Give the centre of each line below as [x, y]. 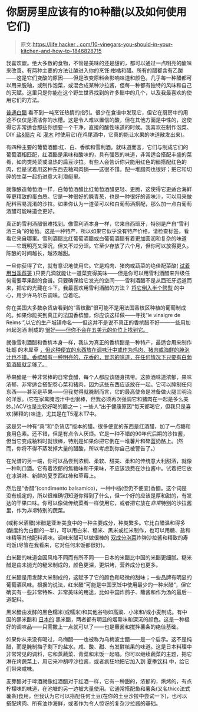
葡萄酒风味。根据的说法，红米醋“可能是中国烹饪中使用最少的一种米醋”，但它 [99, 585]
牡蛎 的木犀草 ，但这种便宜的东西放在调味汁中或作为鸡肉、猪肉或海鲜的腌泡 [98, 350]
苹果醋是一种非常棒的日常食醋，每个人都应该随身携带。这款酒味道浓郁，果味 [99, 377]
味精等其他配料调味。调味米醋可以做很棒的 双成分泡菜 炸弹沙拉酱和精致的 [95, 538]
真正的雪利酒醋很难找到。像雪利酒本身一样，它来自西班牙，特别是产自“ [93, 223]
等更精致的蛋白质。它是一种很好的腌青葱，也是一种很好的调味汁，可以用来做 [99, 196]
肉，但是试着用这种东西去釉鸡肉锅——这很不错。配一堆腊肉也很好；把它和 [96, 169]
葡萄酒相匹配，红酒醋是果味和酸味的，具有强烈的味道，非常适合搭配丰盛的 [96, 154]
